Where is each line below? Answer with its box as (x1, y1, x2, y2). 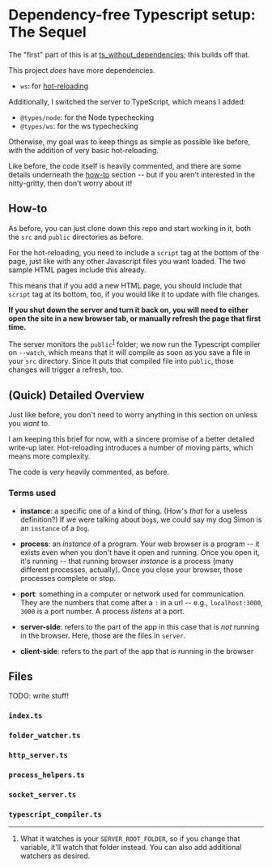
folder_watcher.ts (8, 731, 81, 741)
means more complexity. (8, 451, 91, 461)
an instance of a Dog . (19, 523, 90, 532)
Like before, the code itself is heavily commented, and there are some (8, 160, 241, 171)
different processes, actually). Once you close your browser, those (19, 565, 243, 574)
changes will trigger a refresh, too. (8, 365, 124, 374)
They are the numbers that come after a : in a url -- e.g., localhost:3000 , (19, 597, 263, 607)
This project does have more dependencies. (8, 65, 155, 75)
